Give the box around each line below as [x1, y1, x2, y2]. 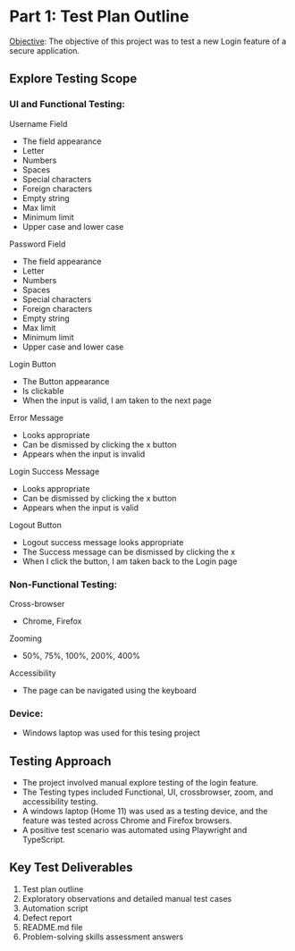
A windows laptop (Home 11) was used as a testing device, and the [21, 806, 268, 817]
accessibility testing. [21, 796, 98, 807]
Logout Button [9, 519, 63, 530]
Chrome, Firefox [21, 615, 82, 627]
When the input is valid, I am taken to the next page [21, 395, 212, 406]
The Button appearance [21, 375, 110, 386]
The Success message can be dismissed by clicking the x [21, 546, 235, 557]
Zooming [9, 633, 43, 644]
